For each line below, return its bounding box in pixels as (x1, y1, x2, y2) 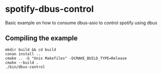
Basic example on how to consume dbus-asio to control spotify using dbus (5, 20, 158, 26)
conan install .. (5, 51, 41, 56)
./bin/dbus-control (5, 64, 45, 70)
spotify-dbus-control (5, 3, 94, 15)
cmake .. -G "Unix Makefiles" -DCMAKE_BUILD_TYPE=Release (5, 56, 127, 61)
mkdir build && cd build (5, 47, 56, 52)
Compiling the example (5, 34, 78, 42)
